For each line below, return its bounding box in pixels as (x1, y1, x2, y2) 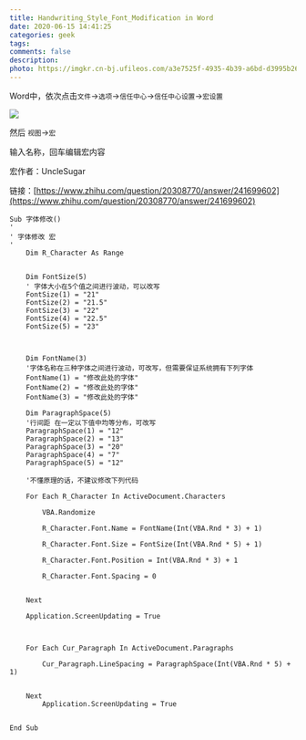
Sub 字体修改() (9, 214, 62, 224)
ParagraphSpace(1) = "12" (25, 426, 125, 435)
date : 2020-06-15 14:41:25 (9, 22, 112, 31)
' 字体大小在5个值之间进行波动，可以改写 (25, 282, 161, 291)
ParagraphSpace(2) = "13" (25, 434, 125, 443)
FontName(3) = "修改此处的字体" (25, 392, 139, 401)
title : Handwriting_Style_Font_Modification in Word (9, 13, 214, 23)
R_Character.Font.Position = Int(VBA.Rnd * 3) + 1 (42, 556, 239, 565)
